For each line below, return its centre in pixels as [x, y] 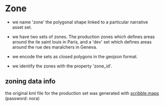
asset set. [22, 27]
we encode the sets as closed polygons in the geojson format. [75, 56]
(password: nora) [23, 98]
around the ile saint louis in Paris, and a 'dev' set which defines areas [82, 42]
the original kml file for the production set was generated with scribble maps [82, 93]
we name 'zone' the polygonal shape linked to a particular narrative [80, 22]
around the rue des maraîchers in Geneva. [55, 47]
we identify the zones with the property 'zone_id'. [62, 66]
